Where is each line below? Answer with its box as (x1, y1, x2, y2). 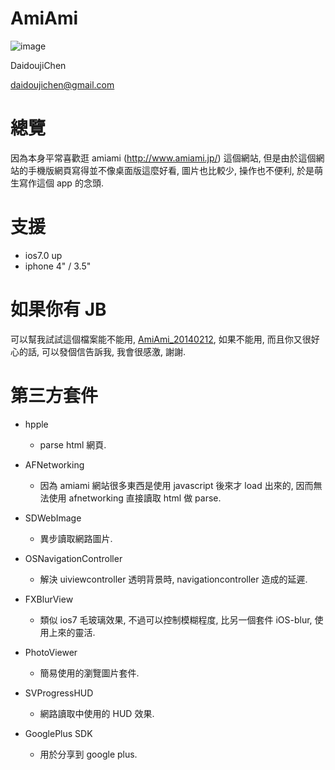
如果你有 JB (10, 298, 107, 321)
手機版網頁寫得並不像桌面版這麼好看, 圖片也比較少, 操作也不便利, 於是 (27, 164, 315, 176)
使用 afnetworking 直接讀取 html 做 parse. (48, 492, 222, 504)
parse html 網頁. (39, 438, 107, 451)
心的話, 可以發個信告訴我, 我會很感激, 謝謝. (10, 345, 186, 357)
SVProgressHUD (24, 687, 94, 699)
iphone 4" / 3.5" (24, 260, 92, 272)
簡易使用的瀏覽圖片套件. (39, 667, 140, 679)
